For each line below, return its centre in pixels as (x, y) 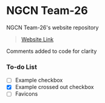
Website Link (37, 39)
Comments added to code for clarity (52, 51)
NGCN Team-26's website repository (52, 27)
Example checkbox (39, 80)
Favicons (26, 94)
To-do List (22, 66)
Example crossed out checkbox (54, 87)
